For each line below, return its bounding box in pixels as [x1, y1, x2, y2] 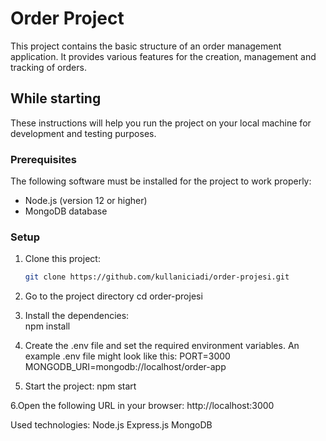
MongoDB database [24, 205, 108, 217]
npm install [24, 320, 71, 332]
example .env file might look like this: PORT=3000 [24, 350, 231, 362]
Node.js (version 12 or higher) [24, 195, 148, 207]
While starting [10, 90, 102, 107]
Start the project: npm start [24, 380, 137, 392]
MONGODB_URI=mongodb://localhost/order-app [24, 361, 227, 373]
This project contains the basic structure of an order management [10, 40, 282, 52]
